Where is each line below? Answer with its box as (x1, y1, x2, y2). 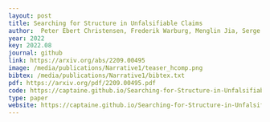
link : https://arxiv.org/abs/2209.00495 (8, 57, 146, 65)
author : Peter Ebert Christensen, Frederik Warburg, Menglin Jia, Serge (8, 26, 261, 35)
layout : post (8, 11, 52, 20)
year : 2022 (8, 34, 45, 43)
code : (8, 86, 27, 95)
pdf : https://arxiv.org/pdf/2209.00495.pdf (8, 79, 157, 87)
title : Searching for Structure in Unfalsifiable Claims (8, 19, 203, 27)
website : (8, 101, 38, 109)
